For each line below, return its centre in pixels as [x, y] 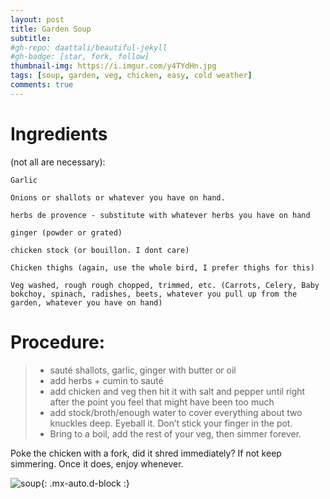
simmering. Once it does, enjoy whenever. [97, 463]
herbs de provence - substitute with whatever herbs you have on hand [160, 215]
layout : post [37, 19]
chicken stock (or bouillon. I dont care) [100, 250]
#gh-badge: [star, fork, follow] [80, 57]
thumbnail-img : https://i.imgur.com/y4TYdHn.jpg [113, 66]
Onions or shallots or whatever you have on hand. [118, 197]
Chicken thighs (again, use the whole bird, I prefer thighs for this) [162, 267]
